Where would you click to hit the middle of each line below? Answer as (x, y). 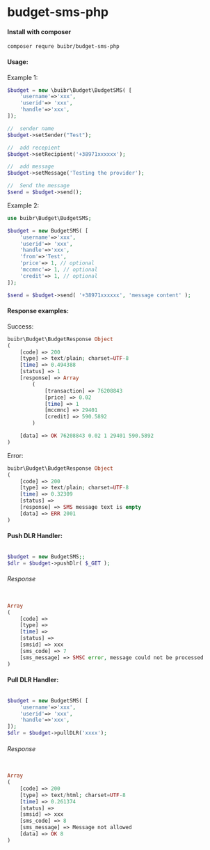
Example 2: (23, 205)
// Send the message (39, 186)
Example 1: (23, 77)
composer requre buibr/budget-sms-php (63, 47)
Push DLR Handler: (35, 536)
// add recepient (34, 148)
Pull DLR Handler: (33, 680)
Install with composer (39, 31)
